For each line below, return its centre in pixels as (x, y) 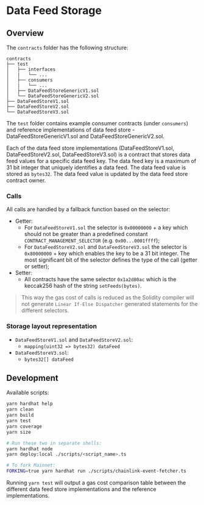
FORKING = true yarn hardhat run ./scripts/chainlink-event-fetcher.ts (97, 471)
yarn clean (20, 409)
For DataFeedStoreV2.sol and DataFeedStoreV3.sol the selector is (106, 247)
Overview (25, 33)
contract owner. (26, 180)
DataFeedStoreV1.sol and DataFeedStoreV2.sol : (74, 340)
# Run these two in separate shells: (54, 443)
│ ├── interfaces (31, 69)
